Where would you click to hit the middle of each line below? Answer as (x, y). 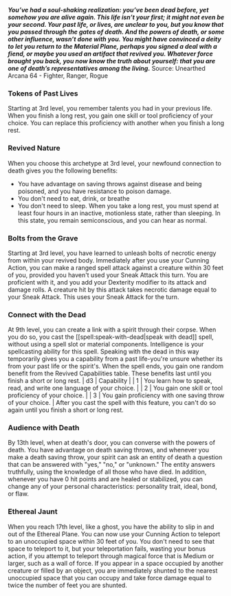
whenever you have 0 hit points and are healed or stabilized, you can (106, 479)
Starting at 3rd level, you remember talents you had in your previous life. (110, 109)
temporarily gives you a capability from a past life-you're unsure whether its (115, 359)
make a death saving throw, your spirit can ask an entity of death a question (115, 457)
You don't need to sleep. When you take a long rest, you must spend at (118, 206)
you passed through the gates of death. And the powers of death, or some (116, 32)
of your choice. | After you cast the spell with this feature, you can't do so (112, 403)
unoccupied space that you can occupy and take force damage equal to (110, 577)
